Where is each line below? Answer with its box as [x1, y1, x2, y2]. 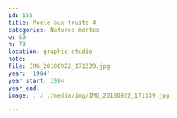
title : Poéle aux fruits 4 [8, 19, 96, 27]
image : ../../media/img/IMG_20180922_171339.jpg [8, 91, 170, 99]
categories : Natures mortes [8, 26, 100, 34]
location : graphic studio [8, 48, 92, 55]
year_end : [8, 84, 41, 92]
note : [8, 55, 26, 63]
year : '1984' [8, 70, 51, 77]
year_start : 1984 [8, 77, 65, 84]
